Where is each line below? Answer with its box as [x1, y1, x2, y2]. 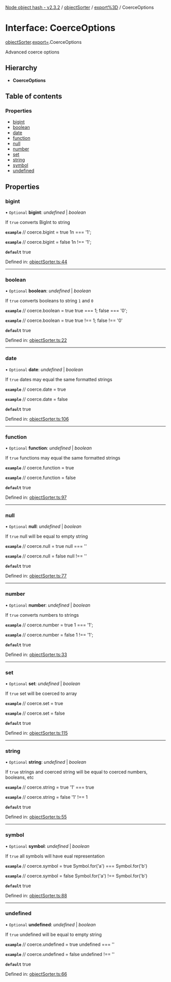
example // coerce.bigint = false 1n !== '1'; [5, 239, 92, 245]
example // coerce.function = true [5, 465, 74, 471]
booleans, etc [5, 774, 34, 780]
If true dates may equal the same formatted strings [5, 376, 112, 382]
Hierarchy [5, 64, 38, 72]
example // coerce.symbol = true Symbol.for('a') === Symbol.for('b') [5, 863, 148, 869]
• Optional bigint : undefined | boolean [5, 209, 87, 216]
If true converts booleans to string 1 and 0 [5, 298, 94, 304]
